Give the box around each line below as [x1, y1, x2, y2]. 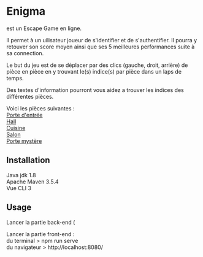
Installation [6, 155, 50, 166]
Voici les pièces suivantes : [6, 104, 75, 112]
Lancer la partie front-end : [6, 230, 75, 237]
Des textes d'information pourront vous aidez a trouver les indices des [6, 86, 184, 93]
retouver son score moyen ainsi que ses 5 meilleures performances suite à [6, 43, 195, 50]
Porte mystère [6, 137, 42, 145]
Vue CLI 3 [6, 184, 32, 191]
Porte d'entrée [6, 111, 43, 118]
